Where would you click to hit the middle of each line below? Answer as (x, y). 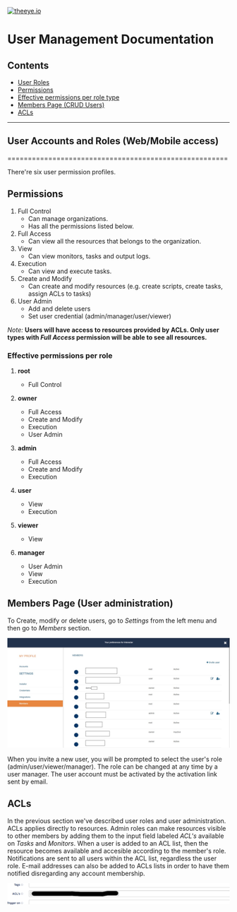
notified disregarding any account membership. (77, 873)
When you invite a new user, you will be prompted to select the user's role (115, 759)
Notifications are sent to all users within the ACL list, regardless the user (112, 858)
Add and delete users (59, 308)
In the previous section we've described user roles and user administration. (117, 821)
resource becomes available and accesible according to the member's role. (117, 851)
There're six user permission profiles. (62, 172)
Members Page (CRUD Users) (61, 105)
